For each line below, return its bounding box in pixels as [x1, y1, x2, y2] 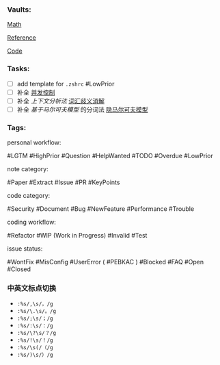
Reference [7, 34, 36, 42]
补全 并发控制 [16, 88, 55, 97]
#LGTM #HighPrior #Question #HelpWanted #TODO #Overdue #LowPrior [7, 152, 213, 160]
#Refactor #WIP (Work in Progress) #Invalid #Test [7, 231, 148, 240]
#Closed [7, 265, 31, 273]
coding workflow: [7, 218, 57, 227]
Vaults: [7, 5, 32, 14]
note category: [7, 165, 49, 173]
